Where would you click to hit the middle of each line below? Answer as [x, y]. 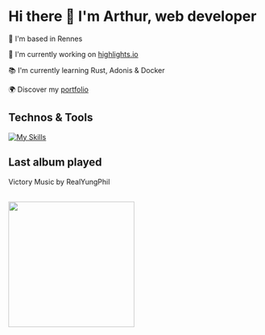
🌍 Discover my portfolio [48, 89]
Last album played [55, 163]
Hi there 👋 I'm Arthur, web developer [132, 16]
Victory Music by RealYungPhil [59, 182]
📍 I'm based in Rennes [46, 39]
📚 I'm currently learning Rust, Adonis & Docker [87, 70]
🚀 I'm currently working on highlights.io [73, 54]
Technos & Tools [51, 118]
